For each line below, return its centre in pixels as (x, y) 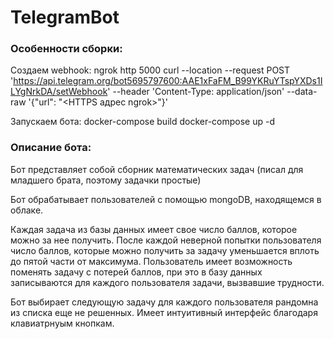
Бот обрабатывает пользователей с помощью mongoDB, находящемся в (166, 199)
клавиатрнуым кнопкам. (62, 323)
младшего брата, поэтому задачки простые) (106, 180)
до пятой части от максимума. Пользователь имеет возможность (151, 261)
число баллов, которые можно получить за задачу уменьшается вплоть (165, 250)
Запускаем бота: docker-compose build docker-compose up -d (142, 122)
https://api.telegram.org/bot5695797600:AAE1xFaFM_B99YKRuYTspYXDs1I (168, 81)
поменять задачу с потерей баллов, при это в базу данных (136, 272)
